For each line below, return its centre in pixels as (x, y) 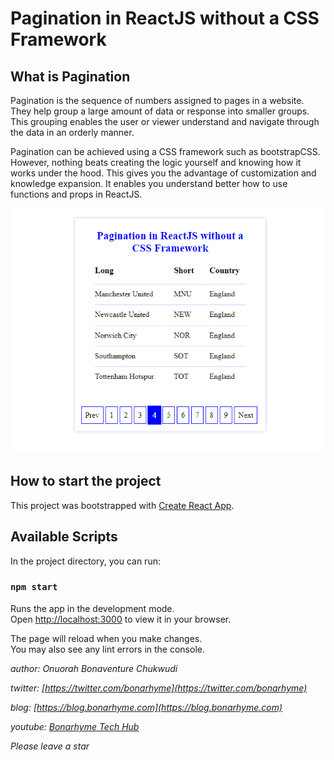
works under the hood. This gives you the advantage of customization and (163, 173)
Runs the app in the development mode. (92, 608)
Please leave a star (50, 746)
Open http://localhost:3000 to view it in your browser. (121, 619)
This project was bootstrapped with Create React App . (122, 505)
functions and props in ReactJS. (76, 194)
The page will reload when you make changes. (106, 638)
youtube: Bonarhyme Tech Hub (75, 726)
